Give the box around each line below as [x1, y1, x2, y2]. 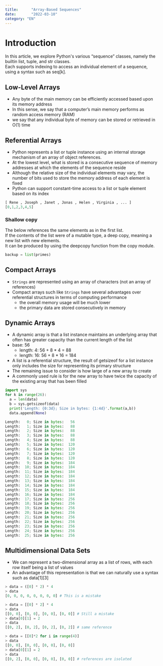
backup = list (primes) [5, 252, 51, 257]
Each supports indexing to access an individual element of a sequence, [5, 64, 148, 70]
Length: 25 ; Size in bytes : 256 [5, 533, 75, 538]
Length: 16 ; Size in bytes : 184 [5, 492, 75, 497]
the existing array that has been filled [12, 378, 87, 384]
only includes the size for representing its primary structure [12, 363, 131, 369]
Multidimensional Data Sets [5, 546, 91, 555]
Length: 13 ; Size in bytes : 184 [5, 479, 75, 483]
